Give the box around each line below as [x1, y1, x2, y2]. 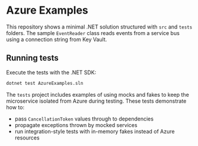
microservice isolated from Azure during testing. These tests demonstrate [6, 97, 187, 104]
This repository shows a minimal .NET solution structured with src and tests [6, 23, 193, 30]
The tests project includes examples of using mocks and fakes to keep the [6, 91, 190, 98]
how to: [6, 103, 25, 110]
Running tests [6, 53, 59, 63]
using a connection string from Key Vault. [6, 36, 107, 43]
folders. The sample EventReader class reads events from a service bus [6, 29, 180, 36]
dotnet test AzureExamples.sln [6, 80, 84, 86]
